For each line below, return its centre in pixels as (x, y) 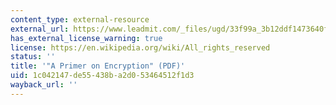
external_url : (40, 29)
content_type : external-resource (80, 19)
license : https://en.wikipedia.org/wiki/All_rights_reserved (140, 47)
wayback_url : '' (44, 85)
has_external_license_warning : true (86, 38)
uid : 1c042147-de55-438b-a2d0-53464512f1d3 (102, 76)
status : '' (33, 57)
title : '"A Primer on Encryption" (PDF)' (98, 66)
